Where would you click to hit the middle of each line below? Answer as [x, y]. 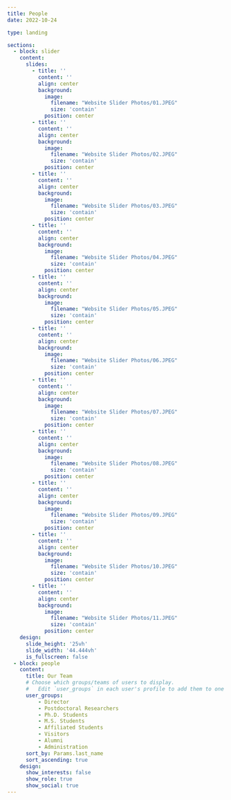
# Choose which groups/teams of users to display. [100, 683]
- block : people [37, 663]
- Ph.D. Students [63, 715]
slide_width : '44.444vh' [61, 650]
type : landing [28, 33]
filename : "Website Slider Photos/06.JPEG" [114, 361]
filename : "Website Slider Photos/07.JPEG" [114, 412]
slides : [37, 64]
